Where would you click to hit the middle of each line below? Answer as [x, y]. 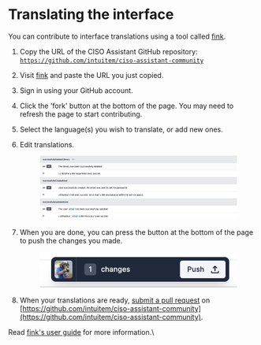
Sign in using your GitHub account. [76, 90]
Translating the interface [91, 15]
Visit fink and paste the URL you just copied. [91, 75]
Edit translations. [47, 144]
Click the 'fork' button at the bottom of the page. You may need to [127, 106]
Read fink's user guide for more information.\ [81, 332]
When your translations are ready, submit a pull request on [115, 300]
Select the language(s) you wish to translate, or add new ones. [121, 129]
